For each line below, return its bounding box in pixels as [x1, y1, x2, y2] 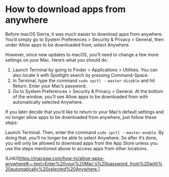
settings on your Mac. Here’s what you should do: [5, 57, 108, 63]
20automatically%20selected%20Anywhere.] [5, 166, 100, 172]
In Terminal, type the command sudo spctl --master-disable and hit [12, 77, 155, 83]
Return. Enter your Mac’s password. [12, 82, 87, 89]
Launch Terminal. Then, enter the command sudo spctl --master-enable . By [5, 129, 164, 135]
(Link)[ [5, 155, 19, 161]
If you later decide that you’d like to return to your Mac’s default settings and [5, 109, 164, 115]
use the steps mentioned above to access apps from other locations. [5, 145, 148, 151]
